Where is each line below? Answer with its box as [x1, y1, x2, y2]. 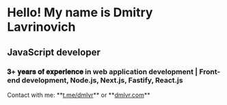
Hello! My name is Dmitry [7, 5, 153, 20]
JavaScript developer [7, 46, 101, 58]
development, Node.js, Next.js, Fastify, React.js [21, 75, 183, 85]
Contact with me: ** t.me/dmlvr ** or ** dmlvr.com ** [7, 91, 150, 99]
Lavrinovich [7, 19, 76, 35]
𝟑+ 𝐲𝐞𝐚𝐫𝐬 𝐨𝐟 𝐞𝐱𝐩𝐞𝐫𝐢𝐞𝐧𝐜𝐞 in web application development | [7, 67, 198, 76]
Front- [199, 67, 221, 76]
